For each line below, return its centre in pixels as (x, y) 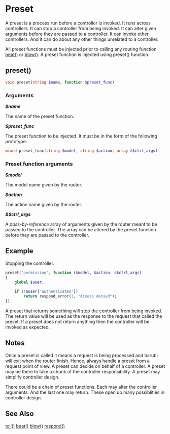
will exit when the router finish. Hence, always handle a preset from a (77, 361)
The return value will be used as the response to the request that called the (84, 316)
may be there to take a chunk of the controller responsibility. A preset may (83, 371)
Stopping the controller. (30, 263)
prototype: (16, 141)
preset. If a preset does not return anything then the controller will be (77, 322)
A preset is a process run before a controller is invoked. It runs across (78, 23)
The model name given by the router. (44, 185)
